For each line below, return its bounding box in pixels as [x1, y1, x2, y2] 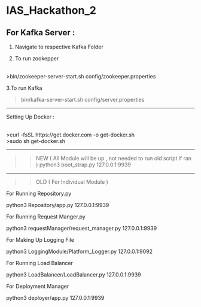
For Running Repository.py [6, 190, 72, 197]
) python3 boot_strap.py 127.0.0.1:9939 [35, 161, 132, 168]
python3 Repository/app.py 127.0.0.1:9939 [6, 202, 109, 208]
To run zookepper [14, 55, 59, 62]
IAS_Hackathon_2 [6, 4, 97, 17]
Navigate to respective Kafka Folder [14, 43, 103, 50]
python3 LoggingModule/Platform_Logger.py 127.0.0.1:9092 [6, 248, 153, 255]
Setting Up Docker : [6, 113, 55, 120]
